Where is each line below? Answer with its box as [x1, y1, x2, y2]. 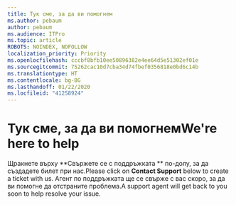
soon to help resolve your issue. [7, 189, 101, 198]
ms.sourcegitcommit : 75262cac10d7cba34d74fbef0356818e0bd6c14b [7, 63, 199, 70]
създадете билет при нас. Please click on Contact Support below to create [7, 167, 229, 175]
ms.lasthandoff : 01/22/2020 [7, 83, 91, 90]
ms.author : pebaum [7, 17, 62, 24]
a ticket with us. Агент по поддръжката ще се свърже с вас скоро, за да [7, 174, 225, 183]
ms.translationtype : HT [7, 70, 78, 77]
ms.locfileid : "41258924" [7, 90, 84, 97]
